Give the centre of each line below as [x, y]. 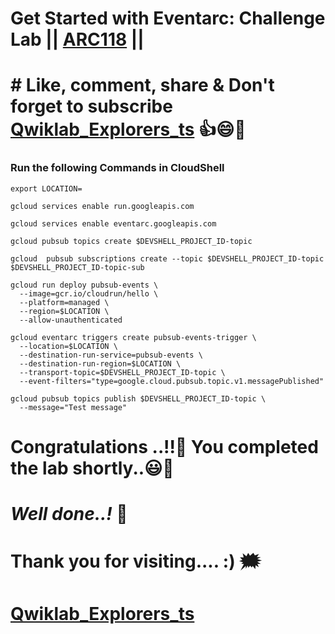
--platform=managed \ [64, 302]
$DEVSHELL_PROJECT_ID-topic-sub [77, 267]
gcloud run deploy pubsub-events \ [84, 285]
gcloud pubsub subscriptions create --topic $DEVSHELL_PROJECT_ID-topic [167, 258]
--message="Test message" [73, 407]
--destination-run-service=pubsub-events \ [111, 355]
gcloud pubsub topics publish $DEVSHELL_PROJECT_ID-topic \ [138, 398]
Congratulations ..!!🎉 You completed [164, 446]
